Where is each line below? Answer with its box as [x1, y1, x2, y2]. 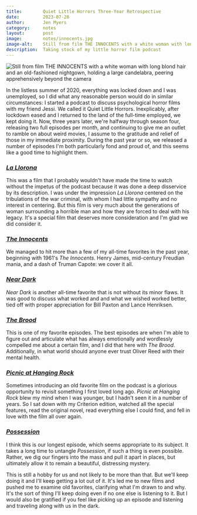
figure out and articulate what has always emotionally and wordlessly [6, 335, 173, 342]
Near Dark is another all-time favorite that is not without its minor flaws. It [6, 288, 184, 296]
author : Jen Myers [6, 19, 67, 25]
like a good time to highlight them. [6, 149, 89, 156]
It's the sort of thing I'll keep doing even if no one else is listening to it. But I [6, 490, 188, 497]
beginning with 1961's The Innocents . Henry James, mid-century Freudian [6, 254, 185, 261]
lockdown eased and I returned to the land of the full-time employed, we [6, 111, 181, 118]
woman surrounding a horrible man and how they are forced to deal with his [6, 208, 189, 215]
